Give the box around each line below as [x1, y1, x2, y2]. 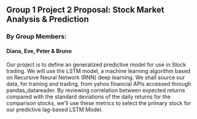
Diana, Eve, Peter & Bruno [6, 47, 72, 54]
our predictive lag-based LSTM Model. [6, 106, 103, 113]
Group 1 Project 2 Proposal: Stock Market [6, 5, 165, 15]
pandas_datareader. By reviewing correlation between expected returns [6, 86, 185, 94]
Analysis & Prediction [6, 14, 89, 25]
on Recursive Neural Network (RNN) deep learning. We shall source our [6, 74, 185, 81]
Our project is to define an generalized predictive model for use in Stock [6, 60, 187, 68]
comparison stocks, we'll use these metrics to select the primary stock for [6, 99, 192, 106]
